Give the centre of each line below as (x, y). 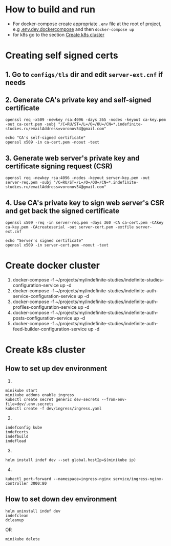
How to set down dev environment (61, 499)
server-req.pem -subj (28, 183)
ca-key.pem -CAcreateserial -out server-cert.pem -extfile (70, 227)
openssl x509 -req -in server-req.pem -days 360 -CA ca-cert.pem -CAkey (84, 222)
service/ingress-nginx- (138, 479)
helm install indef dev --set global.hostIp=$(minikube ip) (71, 460)
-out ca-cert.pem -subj (31, 125)
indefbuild (17, 436)
